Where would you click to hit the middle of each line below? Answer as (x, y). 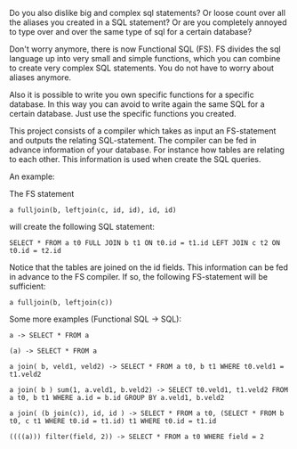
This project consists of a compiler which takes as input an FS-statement (143, 131)
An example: (32, 176)
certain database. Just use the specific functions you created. (123, 114)
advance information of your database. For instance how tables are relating (147, 150)
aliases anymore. (40, 78)
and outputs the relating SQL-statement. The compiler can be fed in (133, 140)
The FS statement (42, 194)
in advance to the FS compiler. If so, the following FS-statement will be (139, 277)
